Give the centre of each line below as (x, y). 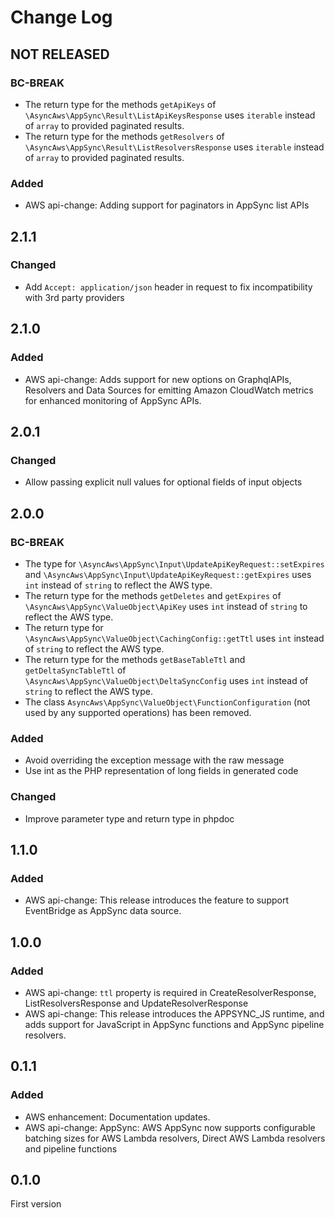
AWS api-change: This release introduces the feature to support (156, 900)
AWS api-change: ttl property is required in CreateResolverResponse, (170, 992)
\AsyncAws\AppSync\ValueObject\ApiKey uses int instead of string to (166, 606)
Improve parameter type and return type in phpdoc (129, 818)
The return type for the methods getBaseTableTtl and (135, 659)
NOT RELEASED (60, 54)
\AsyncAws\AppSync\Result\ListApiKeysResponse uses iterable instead (170, 115)
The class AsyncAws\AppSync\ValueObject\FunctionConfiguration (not (167, 702)
